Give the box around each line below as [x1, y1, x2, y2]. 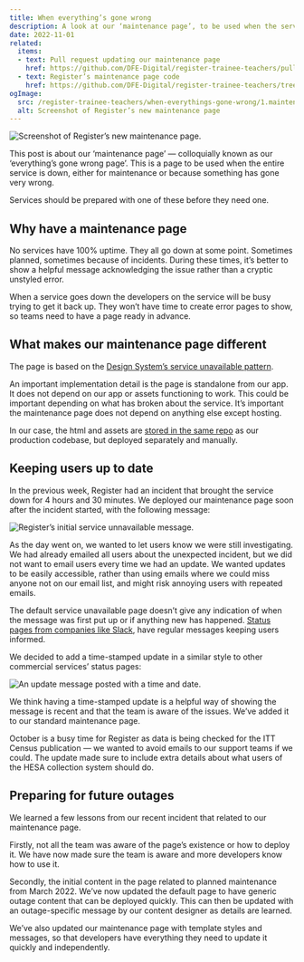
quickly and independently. [9, 941, 110, 952]
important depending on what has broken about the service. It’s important [9, 398, 284, 409]
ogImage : [9, 89, 43, 98]
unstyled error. [9, 274, 65, 285]
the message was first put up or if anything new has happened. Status [9, 614, 271, 625]
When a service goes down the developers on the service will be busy [9, 292, 271, 303]
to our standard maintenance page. [9, 715, 141, 726]
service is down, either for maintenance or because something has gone [9, 168, 280, 178]
